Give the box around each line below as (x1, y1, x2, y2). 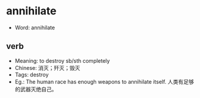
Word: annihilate (14, 24, 56, 31)
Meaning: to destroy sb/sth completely (14, 57, 110, 64)
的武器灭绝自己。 (14, 85, 57, 93)
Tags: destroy (14, 71, 49, 78)
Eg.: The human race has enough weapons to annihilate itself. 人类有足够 (14, 78, 194, 85)
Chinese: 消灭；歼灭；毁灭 (14, 64, 81, 71)
